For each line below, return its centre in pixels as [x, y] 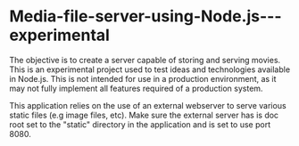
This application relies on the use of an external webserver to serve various [148, 105]
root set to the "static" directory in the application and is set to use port [140, 124]
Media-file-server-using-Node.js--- [146, 16]
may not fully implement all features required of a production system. [136, 88]
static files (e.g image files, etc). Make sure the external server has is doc [144, 115]
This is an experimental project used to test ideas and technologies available [150, 69]
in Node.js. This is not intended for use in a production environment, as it [143, 78]
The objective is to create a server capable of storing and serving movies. [145, 60]
